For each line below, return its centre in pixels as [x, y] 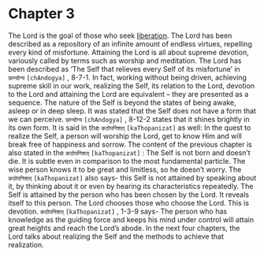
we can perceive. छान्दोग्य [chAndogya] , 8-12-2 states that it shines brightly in [129, 119]
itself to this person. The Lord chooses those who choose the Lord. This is [129, 202]
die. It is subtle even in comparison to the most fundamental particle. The [127, 161]
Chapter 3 [41, 14]
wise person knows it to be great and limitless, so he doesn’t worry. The [125, 169]
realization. [26, 244]
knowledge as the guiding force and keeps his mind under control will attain [131, 219]
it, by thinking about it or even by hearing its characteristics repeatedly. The [131, 186]
